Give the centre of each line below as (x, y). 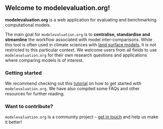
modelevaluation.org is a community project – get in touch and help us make (82, 117)
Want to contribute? (29, 107)
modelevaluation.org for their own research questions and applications (76, 55)
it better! (14, 122)
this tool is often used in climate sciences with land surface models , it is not (81, 45)
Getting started (24, 73)
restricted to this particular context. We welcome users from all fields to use (81, 50)
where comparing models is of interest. (44, 60)
